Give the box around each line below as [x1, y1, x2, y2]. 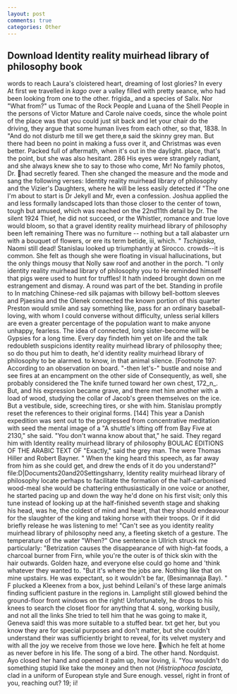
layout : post [7, 10, 46, 18]
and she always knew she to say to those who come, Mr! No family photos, [7, 162, 226, 170]
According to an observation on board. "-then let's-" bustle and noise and [7, 364, 222, 372]
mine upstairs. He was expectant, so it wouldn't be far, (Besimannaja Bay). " [7, 574, 228, 583]
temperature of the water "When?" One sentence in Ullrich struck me [7, 537, 208, 545]
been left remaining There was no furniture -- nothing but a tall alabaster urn [7, 229, 230, 238]
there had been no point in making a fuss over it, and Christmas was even [7, 139, 221, 148]
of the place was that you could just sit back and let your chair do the [7, 117, 208, 126]
